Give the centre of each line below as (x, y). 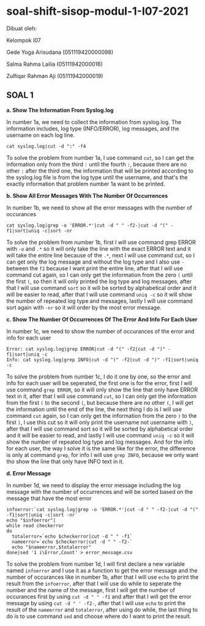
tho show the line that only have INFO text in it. (65, 461)
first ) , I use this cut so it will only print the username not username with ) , (100, 422)
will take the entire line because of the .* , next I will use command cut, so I (100, 255)
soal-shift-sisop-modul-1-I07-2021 (97, 11)
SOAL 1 (20, 96)
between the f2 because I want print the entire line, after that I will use (95, 268)
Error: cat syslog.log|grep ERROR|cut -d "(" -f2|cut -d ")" (86, 349)
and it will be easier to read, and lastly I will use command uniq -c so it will (100, 435)
